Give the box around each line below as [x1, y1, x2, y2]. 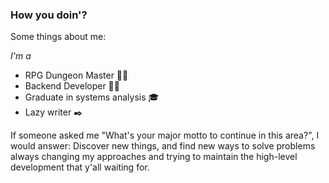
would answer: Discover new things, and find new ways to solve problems [10, 140, 316, 152]
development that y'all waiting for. [10, 161, 150, 173]
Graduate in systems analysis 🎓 [24, 91, 160, 103]
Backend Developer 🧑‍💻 [24, 80, 120, 92]
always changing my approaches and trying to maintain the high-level [10, 151, 298, 163]
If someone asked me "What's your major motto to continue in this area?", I [10, 129, 320, 142]
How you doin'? [10, 8, 88, 22]
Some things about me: [10, 31, 107, 43]
